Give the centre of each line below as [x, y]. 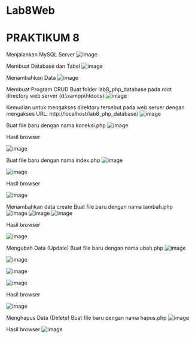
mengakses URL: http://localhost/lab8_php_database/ [72, 114]
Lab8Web [31, 10]
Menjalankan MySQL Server [41, 55]
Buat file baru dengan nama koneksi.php [56, 125]
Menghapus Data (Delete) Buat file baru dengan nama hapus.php [86, 318]
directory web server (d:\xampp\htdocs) [55, 96]
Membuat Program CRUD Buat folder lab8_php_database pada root [89, 89]
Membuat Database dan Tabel [43, 66]
